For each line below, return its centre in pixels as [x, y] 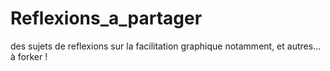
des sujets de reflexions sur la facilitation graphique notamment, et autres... [166, 46]
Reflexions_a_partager [106, 18]
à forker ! [29, 56]
